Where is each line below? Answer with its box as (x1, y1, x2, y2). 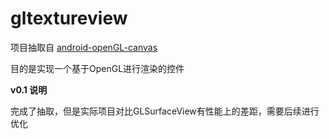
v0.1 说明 (10, 83, 48, 96)
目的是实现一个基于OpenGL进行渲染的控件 (10, 62, 185, 74)
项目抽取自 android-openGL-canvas (10, 41, 158, 53)
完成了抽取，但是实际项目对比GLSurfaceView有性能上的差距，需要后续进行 (10, 105, 320, 117)
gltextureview (10, 7, 128, 30)
